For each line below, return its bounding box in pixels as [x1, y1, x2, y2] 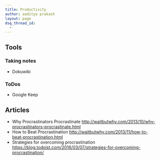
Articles [5, 106, 30, 114]
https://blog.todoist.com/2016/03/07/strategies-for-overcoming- [12, 144, 141, 150]
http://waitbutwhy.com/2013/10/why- [81, 118, 156, 124]
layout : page [5, 16, 31, 21]
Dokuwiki [12, 68, 31, 74]
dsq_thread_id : [5, 20, 36, 26]
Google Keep [12, 92, 38, 97]
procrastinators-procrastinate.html [12, 124, 81, 129]
